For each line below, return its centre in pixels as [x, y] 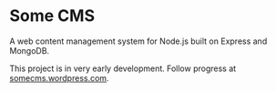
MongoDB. [30, 50]
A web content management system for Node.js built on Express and [138, 41]
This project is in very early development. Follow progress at [123, 68]
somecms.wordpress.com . [59, 77]
